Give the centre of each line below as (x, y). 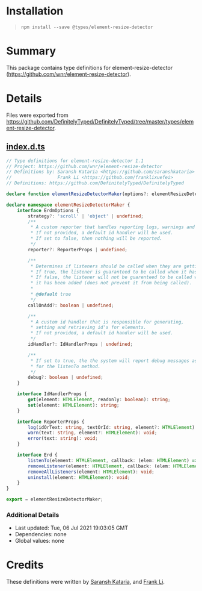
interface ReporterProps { (51, 422)
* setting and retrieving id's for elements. (88, 327)
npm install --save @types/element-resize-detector (87, 27)
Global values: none (39, 541)
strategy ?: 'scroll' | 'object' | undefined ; (86, 216)
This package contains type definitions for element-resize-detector (90, 67)
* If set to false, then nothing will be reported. (96, 239)
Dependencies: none (41, 534)
